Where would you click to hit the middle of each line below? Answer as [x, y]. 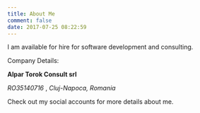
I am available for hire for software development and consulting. [100, 47]
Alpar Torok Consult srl [42, 74]
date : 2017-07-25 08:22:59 [47, 27]
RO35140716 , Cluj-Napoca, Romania [61, 88]
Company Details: [33, 61]
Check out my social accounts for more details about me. [90, 102]
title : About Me [31, 14]
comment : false [30, 20]
